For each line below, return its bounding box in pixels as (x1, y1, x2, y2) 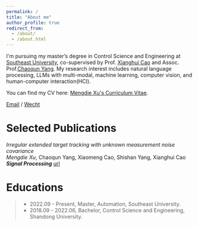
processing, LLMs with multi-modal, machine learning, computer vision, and (6, 72, 193, 78)
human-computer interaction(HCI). (6, 78, 91, 85)
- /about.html (11, 36, 46, 42)
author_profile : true (6, 20, 60, 26)
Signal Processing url (6, 160, 61, 167)
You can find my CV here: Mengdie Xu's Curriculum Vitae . (6, 90, 149, 96)
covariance (6, 147, 34, 154)
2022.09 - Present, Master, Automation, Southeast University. (29, 200, 181, 208)
